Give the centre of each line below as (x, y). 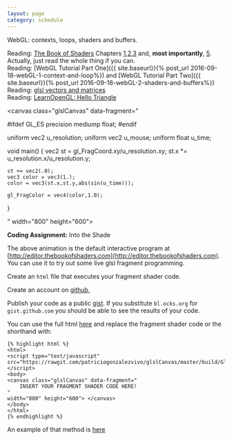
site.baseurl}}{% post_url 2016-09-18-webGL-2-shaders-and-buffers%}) (111, 82)
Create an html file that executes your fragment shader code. (94, 276)
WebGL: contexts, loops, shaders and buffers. (72, 39)
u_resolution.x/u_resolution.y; (49, 158)
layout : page (26, 13)
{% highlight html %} (38, 344)
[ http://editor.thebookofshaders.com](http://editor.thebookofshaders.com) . (114, 255)
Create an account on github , (49, 290)
